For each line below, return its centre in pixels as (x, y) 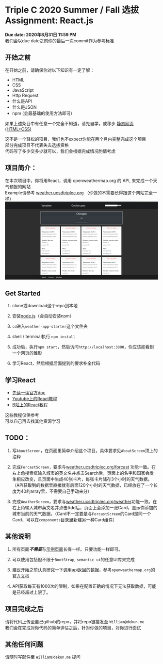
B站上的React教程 (30, 405)
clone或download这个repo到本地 (45, 306)
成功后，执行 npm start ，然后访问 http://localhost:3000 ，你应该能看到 (83, 347)
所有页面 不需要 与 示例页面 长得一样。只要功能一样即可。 (67, 549)
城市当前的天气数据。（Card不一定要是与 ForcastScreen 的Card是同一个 (81, 514)
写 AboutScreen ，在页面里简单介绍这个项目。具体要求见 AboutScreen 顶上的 (85, 450)
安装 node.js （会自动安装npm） (43, 316)
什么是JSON (24, 107)
